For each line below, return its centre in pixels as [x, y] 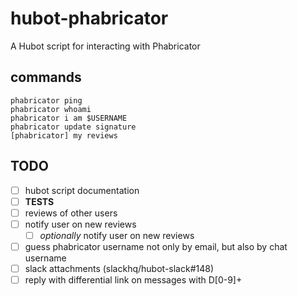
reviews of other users [71, 213]
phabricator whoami [51, 109]
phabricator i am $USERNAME [69, 118]
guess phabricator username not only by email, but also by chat [156, 246]
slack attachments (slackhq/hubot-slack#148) [119, 268]
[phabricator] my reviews [64, 135]
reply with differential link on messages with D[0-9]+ [133, 280]
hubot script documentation [82, 190]
